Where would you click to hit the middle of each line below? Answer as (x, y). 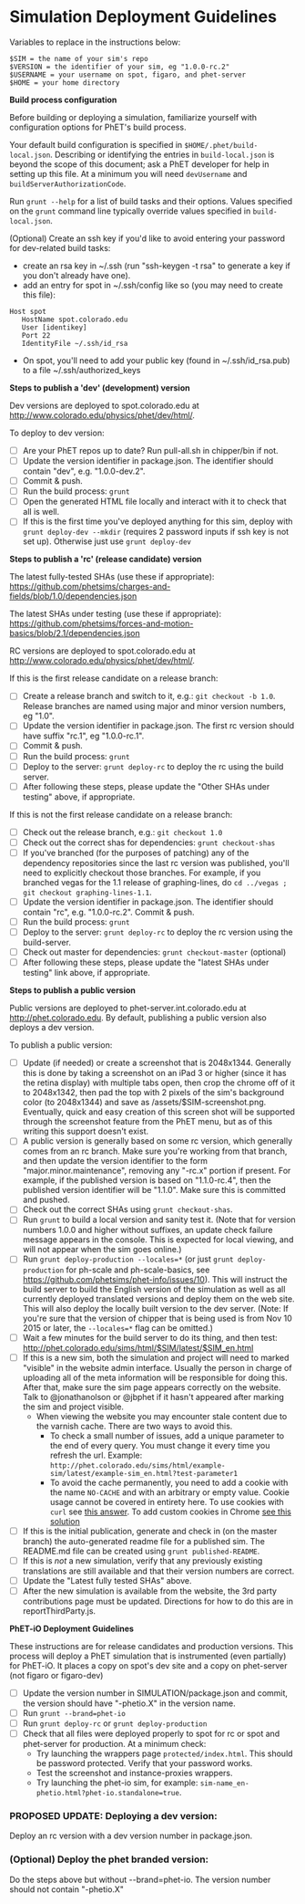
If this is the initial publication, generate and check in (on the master (150, 1531)
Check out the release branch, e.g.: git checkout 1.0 (122, 832)
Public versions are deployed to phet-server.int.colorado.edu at (128, 1008)
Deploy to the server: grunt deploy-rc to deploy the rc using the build (153, 766)
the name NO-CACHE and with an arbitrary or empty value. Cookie (169, 1492)
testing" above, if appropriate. (79, 797)
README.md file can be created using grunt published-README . (141, 1551)
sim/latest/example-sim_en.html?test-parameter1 (144, 1473)
